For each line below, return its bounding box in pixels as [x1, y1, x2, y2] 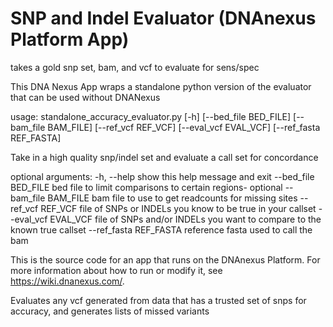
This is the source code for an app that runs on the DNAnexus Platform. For [10, 253, 321, 266]
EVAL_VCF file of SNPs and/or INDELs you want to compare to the [49, 213, 322, 225]
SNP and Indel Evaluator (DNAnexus [10, 7, 317, 30]
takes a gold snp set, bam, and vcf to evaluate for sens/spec [10, 61, 260, 73]
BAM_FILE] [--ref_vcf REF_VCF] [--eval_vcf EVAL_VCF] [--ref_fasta [47, 121, 321, 133]
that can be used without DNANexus [10, 91, 161, 103]
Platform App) [10, 28, 130, 51]
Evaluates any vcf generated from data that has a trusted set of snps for [10, 294, 307, 306]
